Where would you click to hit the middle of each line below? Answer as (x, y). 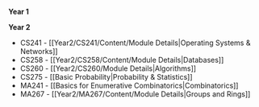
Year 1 (19, 12)
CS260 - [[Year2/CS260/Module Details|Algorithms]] (108, 68)
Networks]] (39, 51)
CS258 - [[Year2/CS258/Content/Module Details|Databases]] (122, 60)
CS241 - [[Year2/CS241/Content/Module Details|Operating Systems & (135, 43)
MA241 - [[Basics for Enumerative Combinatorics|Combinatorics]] (129, 85)
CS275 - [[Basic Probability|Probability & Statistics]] (106, 77)
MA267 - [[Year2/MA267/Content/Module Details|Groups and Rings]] (135, 94)
